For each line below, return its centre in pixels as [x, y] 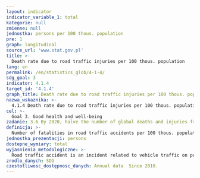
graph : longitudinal [32, 45]
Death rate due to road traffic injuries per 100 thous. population [98, 61]
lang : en [17, 67]
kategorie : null [26, 23]
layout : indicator [29, 12]
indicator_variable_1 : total [42, 17]
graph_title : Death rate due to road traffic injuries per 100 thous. [96, 94]
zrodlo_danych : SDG [30, 161]
